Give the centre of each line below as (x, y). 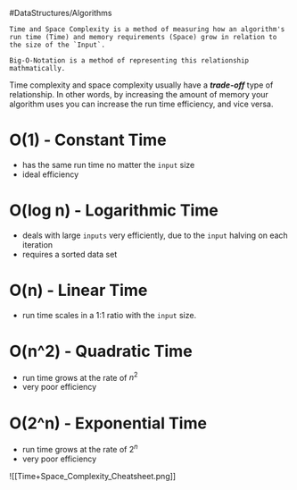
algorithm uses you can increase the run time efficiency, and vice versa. (141, 104)
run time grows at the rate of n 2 (80, 376)
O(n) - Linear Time (78, 291)
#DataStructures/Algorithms (61, 13)
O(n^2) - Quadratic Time (101, 351)
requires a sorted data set (70, 254)
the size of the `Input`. (57, 45)
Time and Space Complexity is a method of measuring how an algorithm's (147, 30)
